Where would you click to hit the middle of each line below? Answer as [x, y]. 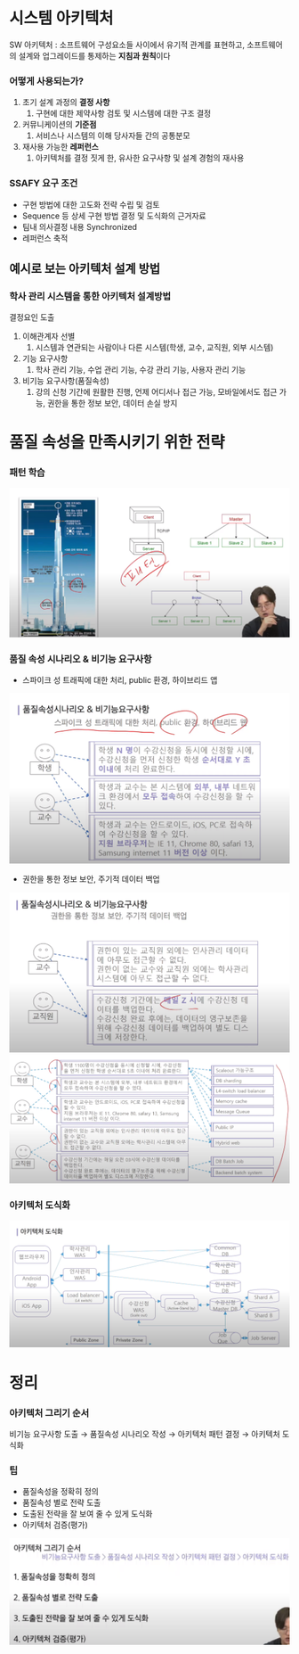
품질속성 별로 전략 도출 [61, 1502]
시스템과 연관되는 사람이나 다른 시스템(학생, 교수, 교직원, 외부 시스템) [154, 348]
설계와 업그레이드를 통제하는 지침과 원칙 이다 [94, 55]
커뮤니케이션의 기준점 [59, 125]
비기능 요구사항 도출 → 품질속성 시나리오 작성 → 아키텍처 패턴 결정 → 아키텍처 [145, 1434]
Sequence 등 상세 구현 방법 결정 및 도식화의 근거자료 [114, 216]
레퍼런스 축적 [45, 238]
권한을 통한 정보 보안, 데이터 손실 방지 [113, 403]
